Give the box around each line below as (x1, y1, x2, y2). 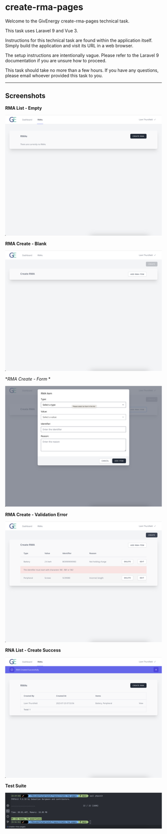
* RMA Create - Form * (5, 376, 51, 382)
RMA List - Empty (5, 105, 42, 111)
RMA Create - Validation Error (5, 512, 68, 518)
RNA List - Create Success (5, 647, 61, 653)
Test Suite (5, 783, 26, 789)
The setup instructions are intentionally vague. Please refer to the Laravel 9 (5, 52, 159, 58)
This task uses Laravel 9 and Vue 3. (5, 27, 79, 33)
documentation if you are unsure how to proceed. (5, 57, 107, 63)
